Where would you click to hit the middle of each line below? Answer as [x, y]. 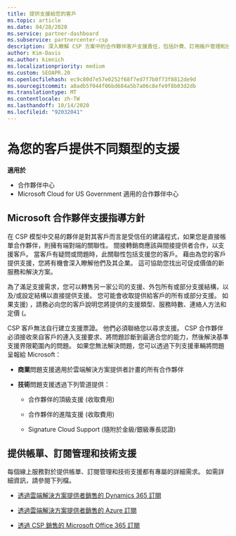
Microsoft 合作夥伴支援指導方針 [76, 218]
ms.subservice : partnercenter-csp [58, 40]
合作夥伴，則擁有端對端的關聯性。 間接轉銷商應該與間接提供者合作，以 [116, 245]
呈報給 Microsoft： [34, 354]
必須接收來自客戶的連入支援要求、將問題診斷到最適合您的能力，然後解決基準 [118, 337]
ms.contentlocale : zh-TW [44, 99]
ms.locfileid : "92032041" [45, 112]
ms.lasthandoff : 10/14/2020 [48, 106]
